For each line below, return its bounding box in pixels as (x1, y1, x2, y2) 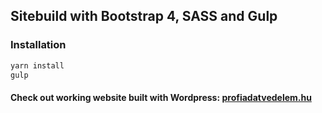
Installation (10, 38, 67, 52)
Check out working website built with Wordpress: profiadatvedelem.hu (10, 92, 312, 104)
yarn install (10, 60, 65, 71)
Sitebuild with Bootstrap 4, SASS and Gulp (10, 8, 278, 25)
